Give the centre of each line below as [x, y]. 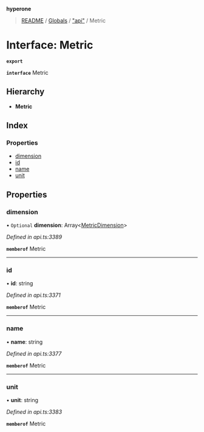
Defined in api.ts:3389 [34, 237]
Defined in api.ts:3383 [34, 412]
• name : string [25, 342]
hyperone [19, 9]
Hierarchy [25, 92]
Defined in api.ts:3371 [33, 295]
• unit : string [22, 400]
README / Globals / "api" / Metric [63, 20]
